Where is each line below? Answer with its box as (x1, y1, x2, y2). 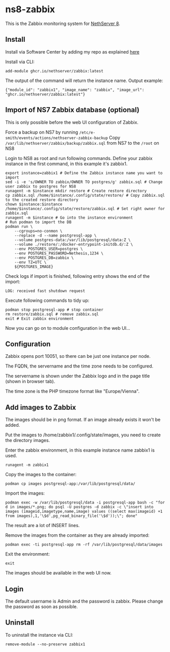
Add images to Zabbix (5, 403, 76, 411)
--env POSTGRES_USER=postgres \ (14, 246, 83, 251)
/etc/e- (79, 130, 96, 135)
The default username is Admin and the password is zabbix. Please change (5, 598, 163, 604)
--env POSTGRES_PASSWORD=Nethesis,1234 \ (14, 251, 103, 256)
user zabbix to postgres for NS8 (5, 184, 76, 189)
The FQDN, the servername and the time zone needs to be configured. (5, 363, 154, 369)
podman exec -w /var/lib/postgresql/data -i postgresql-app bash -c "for (5, 500, 165, 505)
